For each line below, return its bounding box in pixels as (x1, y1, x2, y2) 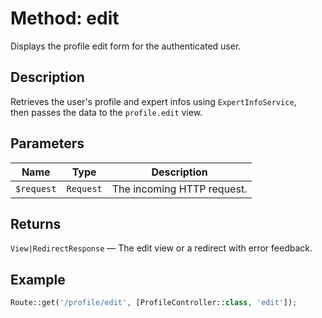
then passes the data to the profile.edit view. (10, 106, 203, 118)
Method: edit (10, 7, 120, 30)
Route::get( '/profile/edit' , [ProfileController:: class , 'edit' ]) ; (10, 298, 298, 308)
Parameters (10, 135, 85, 152)
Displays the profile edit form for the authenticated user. (10, 40, 242, 52)
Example (10, 271, 66, 288)
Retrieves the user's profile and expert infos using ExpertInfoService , (10, 95, 297, 107)
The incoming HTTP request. (111, 182, 248, 196)
